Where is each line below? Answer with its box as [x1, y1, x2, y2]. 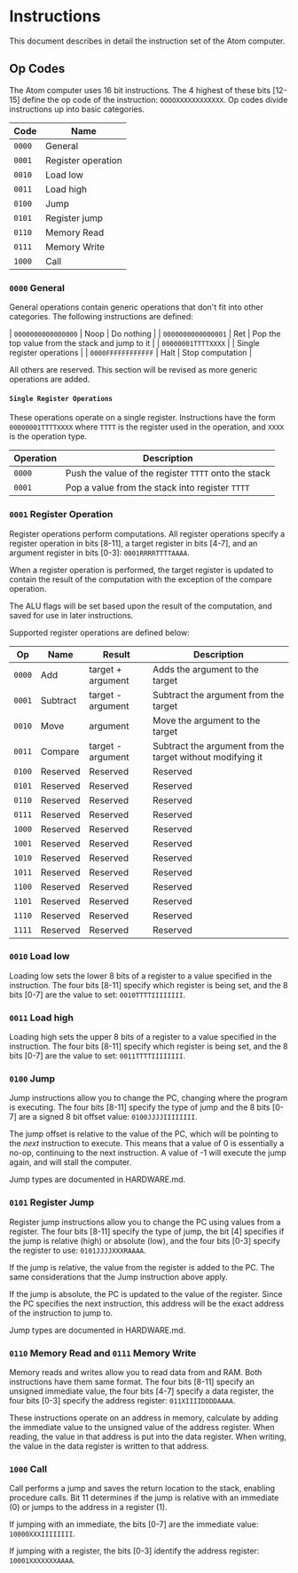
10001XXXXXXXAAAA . [9, 1555, 75, 1566]
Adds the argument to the [152, 663, 259, 675]
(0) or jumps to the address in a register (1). [9, 1502, 168, 1513]
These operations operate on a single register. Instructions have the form [9, 413, 277, 423]
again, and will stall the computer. [9, 1157, 132, 1168]
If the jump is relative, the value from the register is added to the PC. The [9, 1262, 275, 1272]
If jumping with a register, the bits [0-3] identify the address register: [9, 1545, 260, 1556]
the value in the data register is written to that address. [9, 1441, 209, 1451]
